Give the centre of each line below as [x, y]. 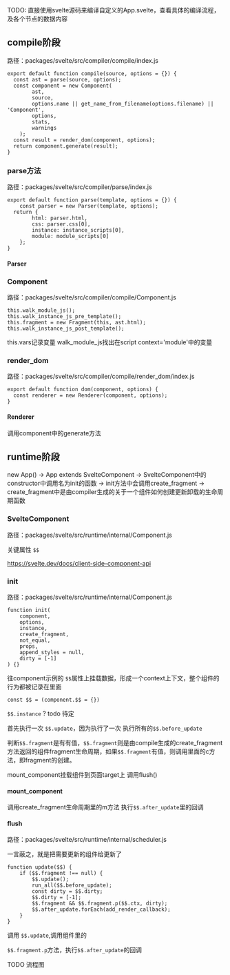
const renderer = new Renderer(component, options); [91, 395]
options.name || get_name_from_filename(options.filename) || [123, 104]
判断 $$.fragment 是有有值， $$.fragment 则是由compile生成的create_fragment [115, 742]
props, [29, 646]
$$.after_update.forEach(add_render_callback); [101, 909]
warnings [44, 128]
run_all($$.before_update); [72, 885]
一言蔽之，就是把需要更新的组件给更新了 [64, 854]
